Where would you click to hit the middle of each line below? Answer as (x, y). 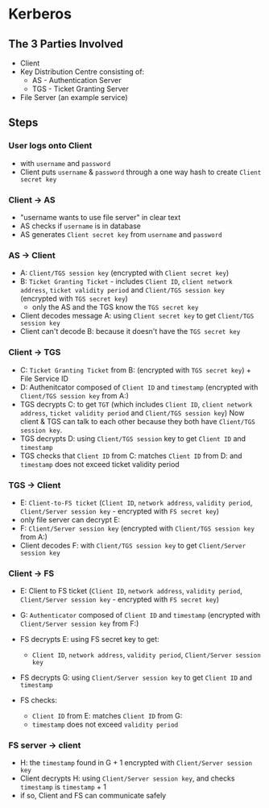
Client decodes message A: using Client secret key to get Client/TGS (137, 316)
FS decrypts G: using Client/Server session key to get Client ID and (136, 677)
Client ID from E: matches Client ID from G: (107, 716)
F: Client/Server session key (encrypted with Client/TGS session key (137, 528)
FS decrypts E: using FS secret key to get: (89, 639)
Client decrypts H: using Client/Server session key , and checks (127, 778)
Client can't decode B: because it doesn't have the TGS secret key (130, 331)
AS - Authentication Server (77, 80)
